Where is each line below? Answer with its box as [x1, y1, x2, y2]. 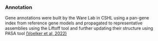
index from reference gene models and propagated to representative [5, 20, 142, 26]
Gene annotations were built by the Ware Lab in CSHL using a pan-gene [5, 15, 149, 21]
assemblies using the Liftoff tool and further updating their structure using [5, 25, 153, 31]
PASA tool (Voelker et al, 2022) [5, 31, 67, 37]
